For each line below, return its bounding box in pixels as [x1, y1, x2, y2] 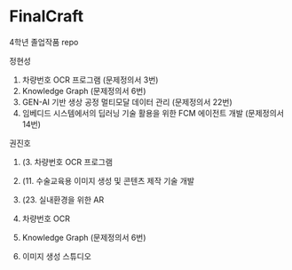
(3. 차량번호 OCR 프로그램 [21, 156, 114, 167]
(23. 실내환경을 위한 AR [21, 194, 105, 205]
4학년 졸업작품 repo [9, 36, 79, 47]
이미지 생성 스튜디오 [21, 250, 91, 261]
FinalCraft [9, 6, 84, 27]
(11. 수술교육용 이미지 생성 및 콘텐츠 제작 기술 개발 [21, 175, 195, 186]
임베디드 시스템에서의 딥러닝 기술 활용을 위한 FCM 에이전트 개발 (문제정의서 [21, 107, 284, 118]
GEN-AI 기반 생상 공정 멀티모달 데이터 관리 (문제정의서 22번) [21, 96, 233, 107]
